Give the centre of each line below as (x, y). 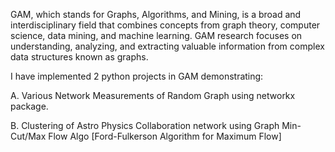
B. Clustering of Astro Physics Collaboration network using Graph (145, 125)
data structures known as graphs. (79, 57)
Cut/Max (28, 136)
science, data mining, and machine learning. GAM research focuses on (156, 35)
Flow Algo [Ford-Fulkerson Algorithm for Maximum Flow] (165, 136)
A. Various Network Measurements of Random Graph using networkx (153, 95)
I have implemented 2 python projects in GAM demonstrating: (137, 76)
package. (29, 106)
